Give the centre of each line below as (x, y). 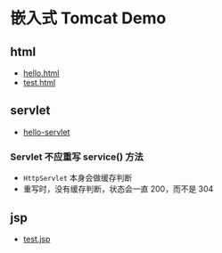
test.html (39, 82)
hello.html (41, 73)
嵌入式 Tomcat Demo (88, 18)
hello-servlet (46, 132)
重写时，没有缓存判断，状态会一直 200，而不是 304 (118, 189)
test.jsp (37, 239)
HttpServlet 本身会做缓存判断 (78, 178)
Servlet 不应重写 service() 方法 (77, 157)
